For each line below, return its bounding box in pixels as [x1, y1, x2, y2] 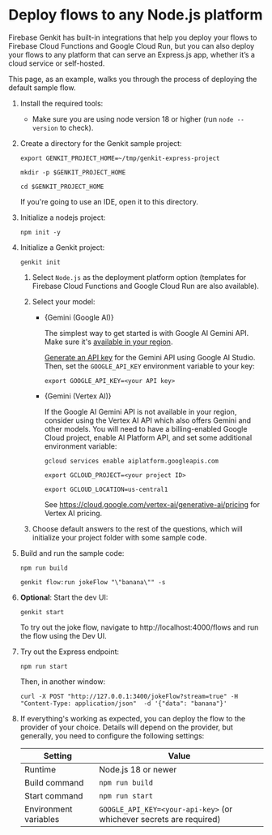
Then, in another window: [19, 676, 106, 687]
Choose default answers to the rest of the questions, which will [32, 523, 243, 533]
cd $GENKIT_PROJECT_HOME [19, 183, 104, 191]
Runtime [23, 764, 57, 775]
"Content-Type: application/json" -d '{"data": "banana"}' [19, 699, 227, 708]
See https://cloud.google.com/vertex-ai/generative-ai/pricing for [44, 499, 261, 509]
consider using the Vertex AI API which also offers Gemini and [44, 415, 252, 425]
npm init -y [19, 228, 61, 236]
